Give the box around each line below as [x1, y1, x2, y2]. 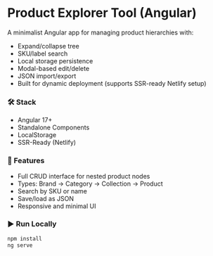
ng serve [7, 241, 33, 249]
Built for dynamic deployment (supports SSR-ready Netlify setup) [17, 79, 207, 87]
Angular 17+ [17, 116, 53, 124]
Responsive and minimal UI [17, 202, 96, 210]
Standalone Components [17, 123, 90, 132]
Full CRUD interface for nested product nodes [17, 172, 150, 180]
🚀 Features [7, 156, 45, 166]
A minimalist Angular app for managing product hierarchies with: [7, 28, 194, 37]
